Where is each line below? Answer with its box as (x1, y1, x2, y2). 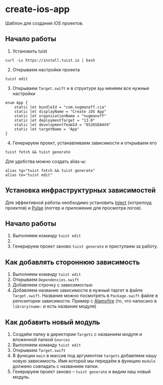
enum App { (5, 100, 28, 105)
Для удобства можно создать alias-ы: (5, 158, 86, 164)
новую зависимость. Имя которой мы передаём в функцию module (12, 358, 156, 364)
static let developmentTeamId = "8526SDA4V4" (14, 122, 111, 127)
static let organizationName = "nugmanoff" (14, 113, 107, 119)
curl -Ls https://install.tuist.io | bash (5, 58, 95, 63)
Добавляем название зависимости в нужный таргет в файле (12, 287, 143, 294)
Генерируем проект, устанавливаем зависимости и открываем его (12, 140, 157, 146)
